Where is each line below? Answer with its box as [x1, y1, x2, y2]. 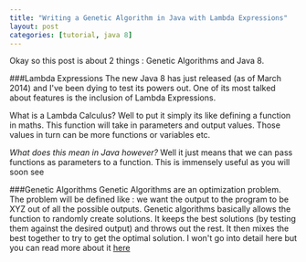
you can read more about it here [9, 243, 131, 254]
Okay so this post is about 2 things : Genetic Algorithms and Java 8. [9, 56, 265, 67]
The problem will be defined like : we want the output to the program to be [9, 194, 290, 205]
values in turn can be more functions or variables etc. [9, 130, 211, 141]
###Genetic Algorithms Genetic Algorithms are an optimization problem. [9, 184, 281, 195]
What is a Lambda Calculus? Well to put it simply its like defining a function [9, 110, 291, 121]
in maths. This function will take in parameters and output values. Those [9, 120, 281, 131]
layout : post [9, 22, 59, 31]
